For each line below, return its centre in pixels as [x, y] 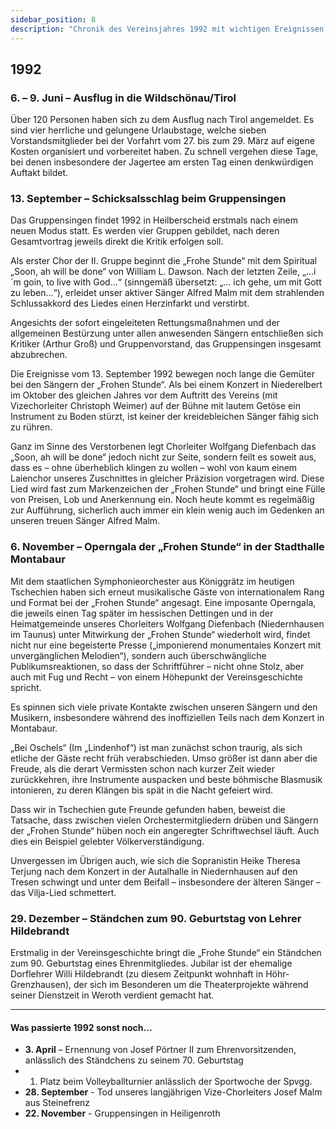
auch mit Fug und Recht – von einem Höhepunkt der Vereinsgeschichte [156, 677]
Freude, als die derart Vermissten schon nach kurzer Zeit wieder [143, 768]
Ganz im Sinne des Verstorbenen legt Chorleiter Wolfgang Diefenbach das [163, 447]
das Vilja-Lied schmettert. [63, 892]
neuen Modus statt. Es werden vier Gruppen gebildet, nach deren [145, 231]
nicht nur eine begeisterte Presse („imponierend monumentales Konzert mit [166, 645]
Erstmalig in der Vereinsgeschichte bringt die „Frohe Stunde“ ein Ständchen [166, 953]
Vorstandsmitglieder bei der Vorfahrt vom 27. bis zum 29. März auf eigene [162, 141]
